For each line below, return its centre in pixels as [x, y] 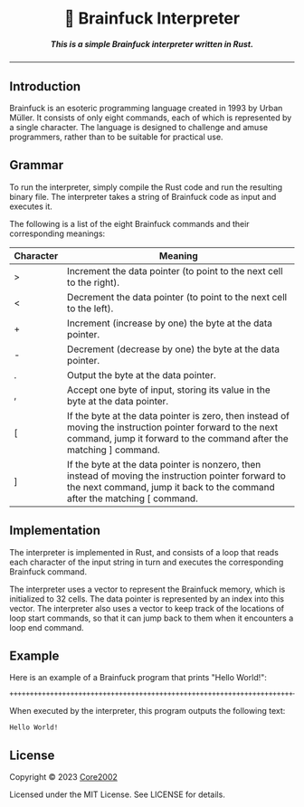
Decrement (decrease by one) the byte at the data [173, 349]
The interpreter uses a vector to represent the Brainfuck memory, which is [147, 589]
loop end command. [47, 627]
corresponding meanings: [57, 233]
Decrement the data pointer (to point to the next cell [177, 297]
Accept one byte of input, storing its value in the [169, 390]
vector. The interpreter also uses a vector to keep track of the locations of [147, 608]
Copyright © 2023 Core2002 [63, 777]
